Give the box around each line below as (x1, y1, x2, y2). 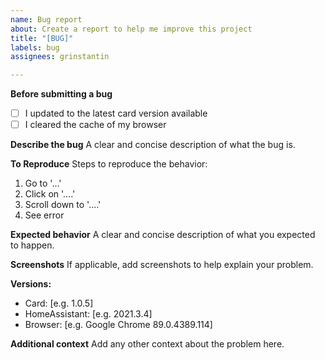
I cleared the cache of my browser (24, 119, 167, 131)
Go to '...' (24, 177, 62, 190)
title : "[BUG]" (10, 33, 74, 43)
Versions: (10, 278, 52, 290)
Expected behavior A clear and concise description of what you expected (10, 229, 316, 241)
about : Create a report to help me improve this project (10, 24, 253, 34)
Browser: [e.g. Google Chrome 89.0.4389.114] (24, 319, 213, 331)
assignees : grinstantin (10, 52, 110, 62)
